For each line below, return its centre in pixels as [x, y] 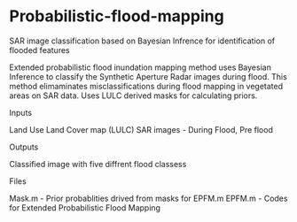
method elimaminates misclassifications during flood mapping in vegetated [146, 86]
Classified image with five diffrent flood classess [98, 164]
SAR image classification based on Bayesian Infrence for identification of [142, 41]
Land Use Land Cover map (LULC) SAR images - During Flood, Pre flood [141, 129]
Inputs [21, 112]
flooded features [39, 50]
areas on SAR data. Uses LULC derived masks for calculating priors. [133, 96]
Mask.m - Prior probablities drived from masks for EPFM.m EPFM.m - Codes [148, 198]
